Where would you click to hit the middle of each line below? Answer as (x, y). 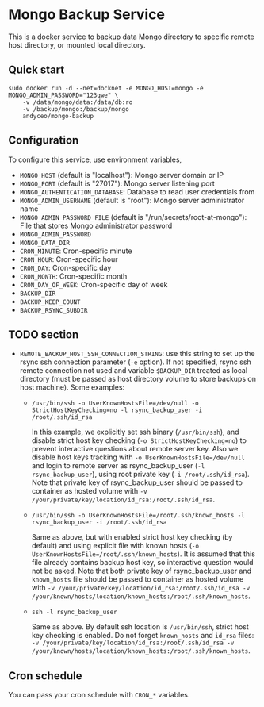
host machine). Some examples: (72, 387)
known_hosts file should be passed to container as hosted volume (138, 579)
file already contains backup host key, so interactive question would (142, 563)
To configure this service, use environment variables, (95, 159)
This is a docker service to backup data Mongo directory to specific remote (132, 37)
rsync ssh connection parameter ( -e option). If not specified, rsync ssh (135, 362)
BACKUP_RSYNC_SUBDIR (54, 310)
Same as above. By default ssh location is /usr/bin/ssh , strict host (140, 627)
